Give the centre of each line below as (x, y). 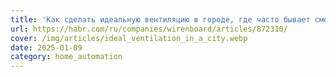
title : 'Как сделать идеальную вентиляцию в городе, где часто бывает (160, 19)
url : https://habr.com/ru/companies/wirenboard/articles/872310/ (149, 29)
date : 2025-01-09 (46, 47)
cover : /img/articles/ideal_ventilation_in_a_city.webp (129, 38)
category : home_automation (66, 57)
